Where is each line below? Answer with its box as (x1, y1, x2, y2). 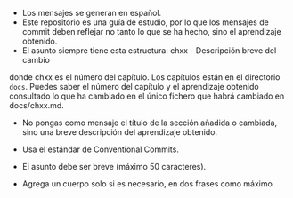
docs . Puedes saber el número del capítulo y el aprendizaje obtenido (9, 82, 260, 91)
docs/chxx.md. (9, 100, 64, 110)
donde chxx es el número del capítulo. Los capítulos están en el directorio (9, 72, 281, 83)
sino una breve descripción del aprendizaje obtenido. (21, 127, 218, 137)
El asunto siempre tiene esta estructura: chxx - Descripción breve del (21, 45, 277, 56)
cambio (21, 55, 51, 65)
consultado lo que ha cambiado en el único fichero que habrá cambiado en (9, 91, 285, 101)
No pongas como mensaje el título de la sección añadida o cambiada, (21, 117, 278, 128)
